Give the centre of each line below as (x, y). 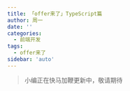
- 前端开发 (27, 40)
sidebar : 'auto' (31, 59)
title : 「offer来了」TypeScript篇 (55, 14)
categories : (24, 33)
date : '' (20, 27)
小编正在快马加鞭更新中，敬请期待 (73, 80)
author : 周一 (25, 20)
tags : (15, 46)
